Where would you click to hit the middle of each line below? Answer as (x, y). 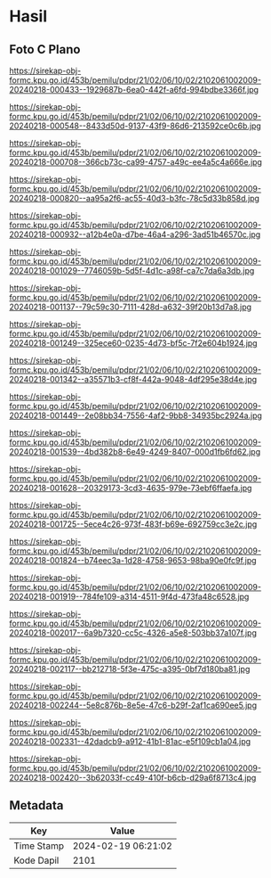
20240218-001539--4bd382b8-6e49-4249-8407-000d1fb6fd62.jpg (135, 451)
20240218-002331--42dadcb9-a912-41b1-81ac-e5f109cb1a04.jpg (130, 741)
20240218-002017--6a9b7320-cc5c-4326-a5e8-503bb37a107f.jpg (133, 633)
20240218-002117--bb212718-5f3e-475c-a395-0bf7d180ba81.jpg (130, 669)
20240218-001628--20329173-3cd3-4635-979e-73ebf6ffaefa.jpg (131, 488)
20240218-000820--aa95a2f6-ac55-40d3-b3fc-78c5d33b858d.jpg (135, 198)
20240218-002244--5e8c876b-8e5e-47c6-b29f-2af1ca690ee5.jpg (133, 705)
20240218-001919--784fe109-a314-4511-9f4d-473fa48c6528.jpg (129, 596)
